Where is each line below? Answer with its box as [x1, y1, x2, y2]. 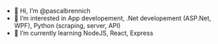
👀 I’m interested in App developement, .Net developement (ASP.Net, [13, 14, 212, 22]
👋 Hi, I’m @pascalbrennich [13, 7, 91, 15]
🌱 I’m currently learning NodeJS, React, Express [13, 29, 153, 37]
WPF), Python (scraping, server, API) [13, 22, 121, 29]
